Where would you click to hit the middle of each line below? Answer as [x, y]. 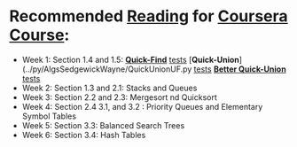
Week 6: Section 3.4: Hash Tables [84, 135]
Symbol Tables [49, 116]
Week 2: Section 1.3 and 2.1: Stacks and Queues [109, 88]
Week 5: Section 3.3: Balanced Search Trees [103, 125]
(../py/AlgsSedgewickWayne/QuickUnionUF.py [107, 69]
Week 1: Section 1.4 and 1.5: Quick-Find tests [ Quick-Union [130, 59]
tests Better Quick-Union [240, 69]
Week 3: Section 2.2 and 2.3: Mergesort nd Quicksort [119, 97]
